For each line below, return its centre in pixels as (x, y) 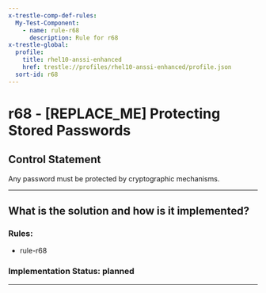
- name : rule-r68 (51, 30)
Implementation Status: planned (71, 272)
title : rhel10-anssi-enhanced (72, 60)
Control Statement (55, 160)
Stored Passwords (70, 130)
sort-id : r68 (37, 74)
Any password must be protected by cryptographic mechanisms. (114, 178)
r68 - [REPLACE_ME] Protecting (114, 114)
